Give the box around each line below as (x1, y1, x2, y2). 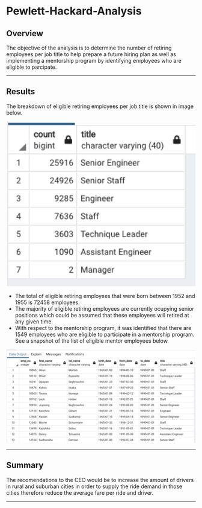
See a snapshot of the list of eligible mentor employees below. (14, 337, 170, 344)
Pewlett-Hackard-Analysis (6, 4, 142, 18)
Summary (6, 460, 44, 471)
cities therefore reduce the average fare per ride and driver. (6, 489, 154, 496)
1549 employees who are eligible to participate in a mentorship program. (14, 331, 195, 338)
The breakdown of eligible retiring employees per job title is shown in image (6, 103, 194, 110)
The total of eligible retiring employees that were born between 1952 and (14, 292, 195, 299)
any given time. (14, 318, 53, 325)
